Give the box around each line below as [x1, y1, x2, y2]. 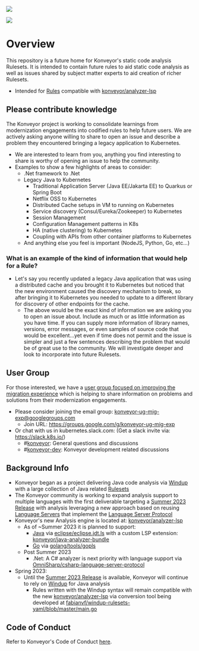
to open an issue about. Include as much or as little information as [23, 313, 185, 320]
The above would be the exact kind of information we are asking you [23, 307, 192, 314]
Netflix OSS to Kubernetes [32, 195, 97, 202]
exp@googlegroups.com [14, 414, 75, 422]
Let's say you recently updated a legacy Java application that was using [14, 275, 191, 282]
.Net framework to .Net [23, 169, 80, 177]
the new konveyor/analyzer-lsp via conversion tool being [32, 592, 172, 600]
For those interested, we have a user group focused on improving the [6, 383, 176, 391]
